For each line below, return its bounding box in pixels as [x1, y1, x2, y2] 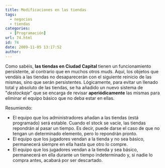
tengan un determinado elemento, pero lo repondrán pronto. [12, 130, 137, 136]
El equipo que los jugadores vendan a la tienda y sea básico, [12, 146, 138, 152]
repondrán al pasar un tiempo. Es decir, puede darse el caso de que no [12, 125, 160, 131]
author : [5, 49, 22, 54]
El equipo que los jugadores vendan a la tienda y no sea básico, [12, 136, 145, 142]
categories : [5, 26, 30, 31]
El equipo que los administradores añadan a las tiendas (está [12, 114, 139, 120]
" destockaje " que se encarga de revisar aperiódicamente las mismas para [5, 90, 160, 96]
